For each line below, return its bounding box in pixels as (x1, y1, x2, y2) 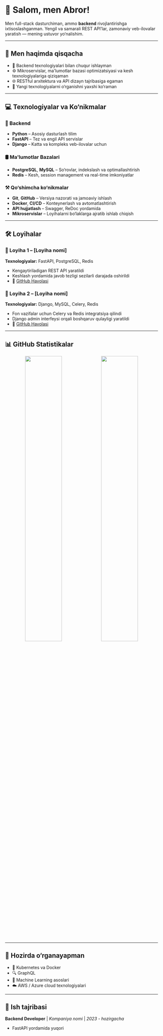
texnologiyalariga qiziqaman (12, 73, 69, 78)
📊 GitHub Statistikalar (5, 340, 74, 349)
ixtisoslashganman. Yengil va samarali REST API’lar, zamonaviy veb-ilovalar (5, 25, 156, 31)
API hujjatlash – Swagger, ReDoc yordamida (12, 206, 101, 212)
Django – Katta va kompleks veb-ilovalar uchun (12, 141, 107, 147)
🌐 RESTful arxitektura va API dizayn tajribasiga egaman (12, 78, 123, 84)
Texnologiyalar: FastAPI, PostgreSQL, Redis (5, 258, 94, 264)
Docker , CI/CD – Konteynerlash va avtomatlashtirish (12, 200, 116, 206)
